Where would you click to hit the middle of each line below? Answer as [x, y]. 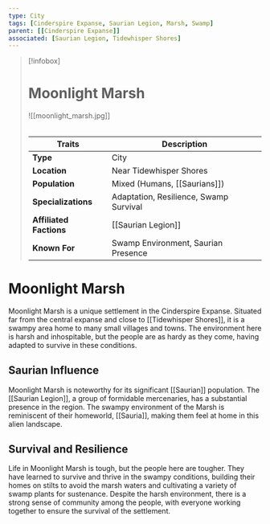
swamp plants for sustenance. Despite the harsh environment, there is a [127, 494]
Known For [53, 248]
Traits [68, 144]
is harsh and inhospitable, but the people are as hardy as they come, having [134, 336]
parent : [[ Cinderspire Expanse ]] [64, 31]
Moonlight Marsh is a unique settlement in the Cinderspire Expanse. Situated [135, 311]
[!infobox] [44, 61]
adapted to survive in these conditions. [73, 345]
